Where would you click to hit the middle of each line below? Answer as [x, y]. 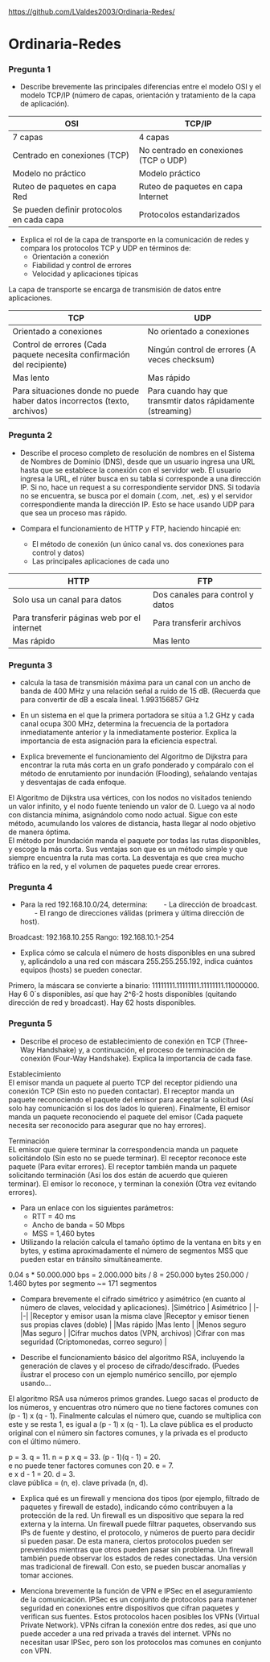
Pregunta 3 [31, 665]
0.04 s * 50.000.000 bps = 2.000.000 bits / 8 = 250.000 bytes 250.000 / [129, 1275]
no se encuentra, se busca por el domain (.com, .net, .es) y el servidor [136, 495]
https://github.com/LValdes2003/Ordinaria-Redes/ [92, 12]
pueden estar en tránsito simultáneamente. [91, 1259]
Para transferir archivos [197, 622]
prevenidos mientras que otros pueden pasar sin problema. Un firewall [137, 1549]
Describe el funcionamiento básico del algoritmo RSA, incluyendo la [132, 1357]
